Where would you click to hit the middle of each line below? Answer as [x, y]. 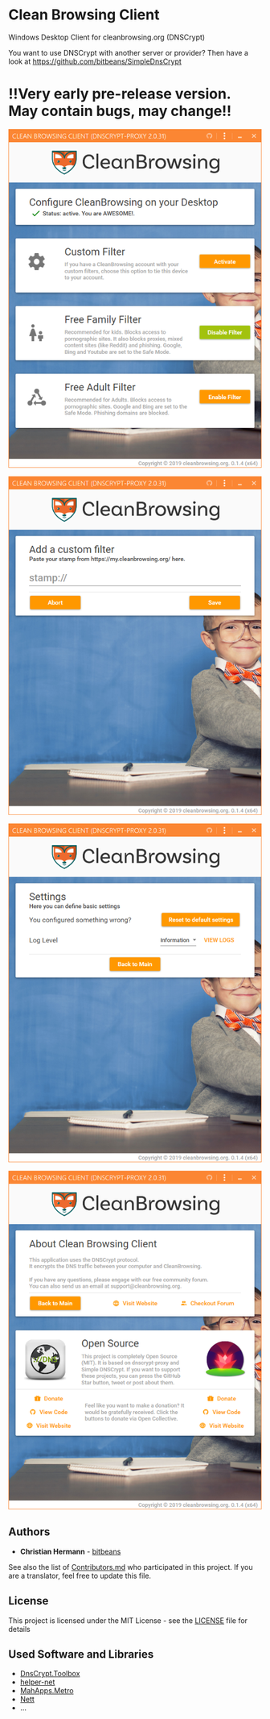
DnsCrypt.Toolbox [50, 1674]
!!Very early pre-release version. [120, 94]
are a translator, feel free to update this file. [80, 1575]
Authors [29, 1532]
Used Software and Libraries [81, 1654]
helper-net [37, 1682]
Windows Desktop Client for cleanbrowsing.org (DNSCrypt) [107, 37]
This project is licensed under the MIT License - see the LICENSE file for [128, 1620]
